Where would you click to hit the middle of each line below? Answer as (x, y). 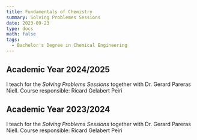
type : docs (20, 29)
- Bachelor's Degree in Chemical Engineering (70, 46)
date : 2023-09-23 (28, 23)
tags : (13, 40)
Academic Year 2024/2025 (58, 70)
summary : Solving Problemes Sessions (53, 17)
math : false (21, 34)
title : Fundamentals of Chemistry (50, 12)
